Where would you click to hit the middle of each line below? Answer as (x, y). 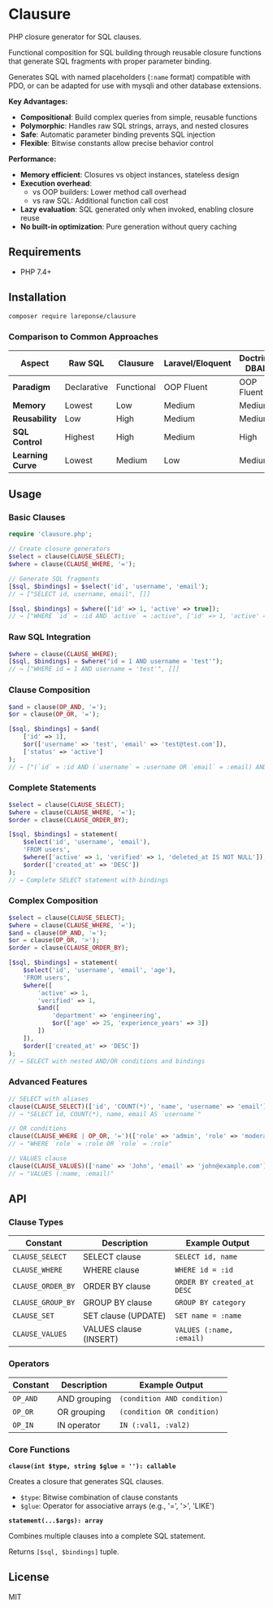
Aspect (35, 363)
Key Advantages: (38, 101)
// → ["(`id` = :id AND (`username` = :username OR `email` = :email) (130, 767)
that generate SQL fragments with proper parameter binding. (110, 61)
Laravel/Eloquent (197, 363)
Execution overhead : (56, 183)
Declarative (86, 387)
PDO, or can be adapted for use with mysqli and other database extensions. (135, 85)
